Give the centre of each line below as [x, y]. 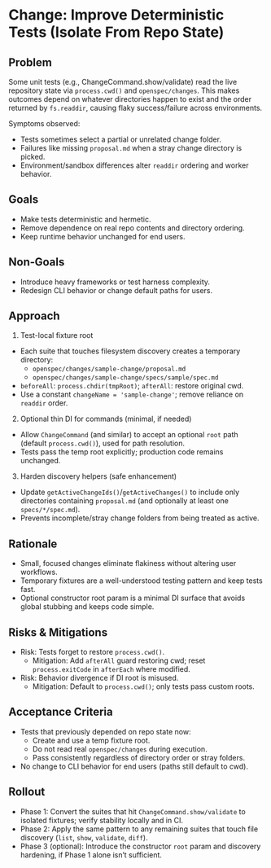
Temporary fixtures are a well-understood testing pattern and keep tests [141, 581]
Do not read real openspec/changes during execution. [120, 749]
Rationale [33, 544]
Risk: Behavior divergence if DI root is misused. [99, 678]
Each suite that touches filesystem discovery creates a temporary [130, 351]
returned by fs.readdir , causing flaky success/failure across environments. [135, 108]
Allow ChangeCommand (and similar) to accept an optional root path [129, 435]
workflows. [39, 572]
